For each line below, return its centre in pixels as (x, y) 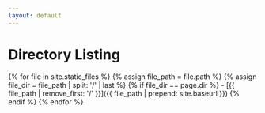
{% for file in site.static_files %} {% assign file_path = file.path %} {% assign (132, 77)
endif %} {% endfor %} (46, 102)
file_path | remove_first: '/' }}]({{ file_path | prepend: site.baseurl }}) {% (124, 93)
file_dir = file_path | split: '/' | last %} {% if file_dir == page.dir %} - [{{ (121, 85)
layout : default (35, 15)
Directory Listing (64, 54)
